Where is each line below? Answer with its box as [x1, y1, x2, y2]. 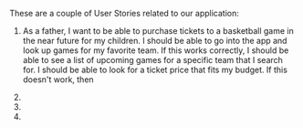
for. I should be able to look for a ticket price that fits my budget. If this [22, 64, 287, 75]
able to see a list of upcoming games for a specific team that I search [22, 55, 283, 65]
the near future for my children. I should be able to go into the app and [22, 36, 287, 46]
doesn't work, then [22, 74, 94, 85]
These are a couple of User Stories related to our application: [9, 8, 239, 18]
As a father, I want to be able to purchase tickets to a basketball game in [22, 26, 294, 36]
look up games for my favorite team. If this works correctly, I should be [22, 45, 289, 56]
